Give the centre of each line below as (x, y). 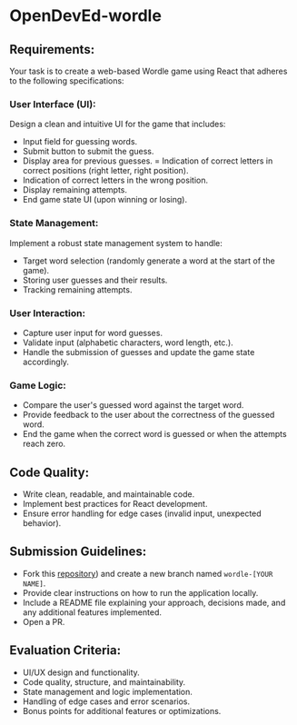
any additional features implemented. (92, 612)
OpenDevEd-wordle (85, 16)
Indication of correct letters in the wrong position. (115, 180)
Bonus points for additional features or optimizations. (122, 710)
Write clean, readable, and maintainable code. (109, 494)
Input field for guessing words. (80, 142)
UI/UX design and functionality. (81, 672)
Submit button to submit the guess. (88, 152)
